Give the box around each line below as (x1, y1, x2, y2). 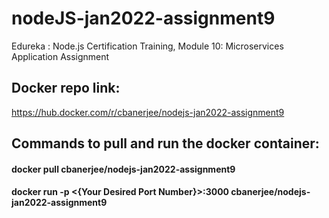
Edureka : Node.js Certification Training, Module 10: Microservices (11, 40, 284, 52)
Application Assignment (11, 50, 110, 62)
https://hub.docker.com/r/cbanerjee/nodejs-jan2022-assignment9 (11, 106, 285, 118)
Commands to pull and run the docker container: (11, 135, 320, 152)
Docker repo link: (11, 80, 121, 97)
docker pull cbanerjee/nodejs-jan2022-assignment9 (11, 163, 236, 175)
